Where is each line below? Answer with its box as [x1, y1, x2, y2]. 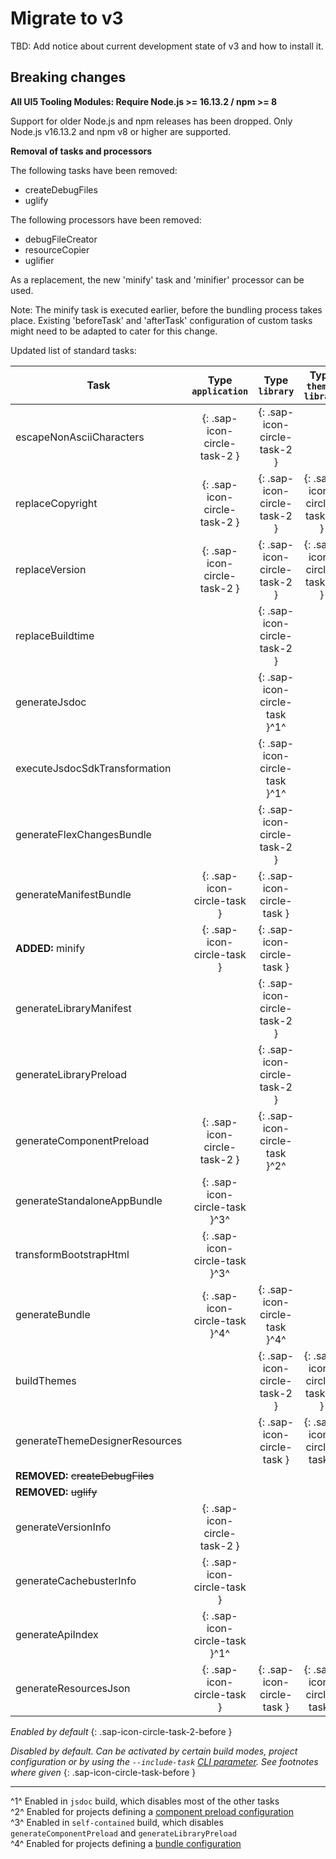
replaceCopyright [15, 496, 98, 510]
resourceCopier [24, 243, 90, 256]
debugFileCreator [24, 233, 98, 245]
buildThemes [15, 1373, 77, 1387]
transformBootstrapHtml [15, 1247, 130, 1261]
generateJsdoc [15, 695, 87, 709]
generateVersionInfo [15, 1520, 112, 1534]
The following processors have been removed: [10, 213, 202, 226]
